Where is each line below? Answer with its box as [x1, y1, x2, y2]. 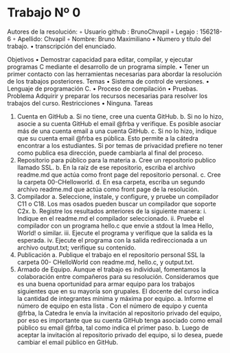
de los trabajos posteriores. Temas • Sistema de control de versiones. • [7, 77, 209, 85]
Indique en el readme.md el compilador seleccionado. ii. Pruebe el [16, 214, 205, 222]
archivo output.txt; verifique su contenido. [16, 243, 136, 252]
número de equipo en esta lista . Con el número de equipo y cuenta [16, 302, 208, 310]
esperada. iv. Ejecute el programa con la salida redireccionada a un [16, 236, 207, 244]
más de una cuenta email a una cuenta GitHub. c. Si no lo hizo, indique [16, 127, 218, 135]
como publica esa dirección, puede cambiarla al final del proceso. [16, 149, 204, 157]
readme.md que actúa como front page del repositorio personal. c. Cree [16, 170, 221, 179]
